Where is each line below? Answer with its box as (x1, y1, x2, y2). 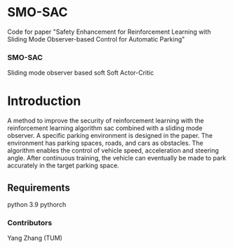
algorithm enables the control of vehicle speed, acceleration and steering (7, 146, 219, 155)
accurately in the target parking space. (7, 161, 119, 170)
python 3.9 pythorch (7, 200, 67, 208)
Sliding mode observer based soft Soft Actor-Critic (7, 68, 154, 77)
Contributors (7, 217, 53, 227)
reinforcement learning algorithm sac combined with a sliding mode (7, 124, 203, 132)
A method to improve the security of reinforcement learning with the (7, 117, 204, 125)
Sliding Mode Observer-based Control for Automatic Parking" (7, 34, 185, 43)
